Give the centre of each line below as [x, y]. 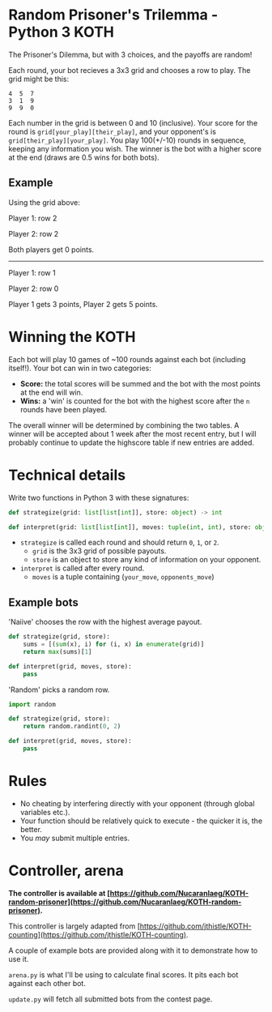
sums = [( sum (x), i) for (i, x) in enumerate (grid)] [114, 645]
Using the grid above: [45, 202]
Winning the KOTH [72, 337]
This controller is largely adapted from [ [74, 926]
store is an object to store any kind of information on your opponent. [147, 560]
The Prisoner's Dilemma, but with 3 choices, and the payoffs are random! [130, 54]
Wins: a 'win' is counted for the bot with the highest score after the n [135, 401]
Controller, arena [66, 871]
